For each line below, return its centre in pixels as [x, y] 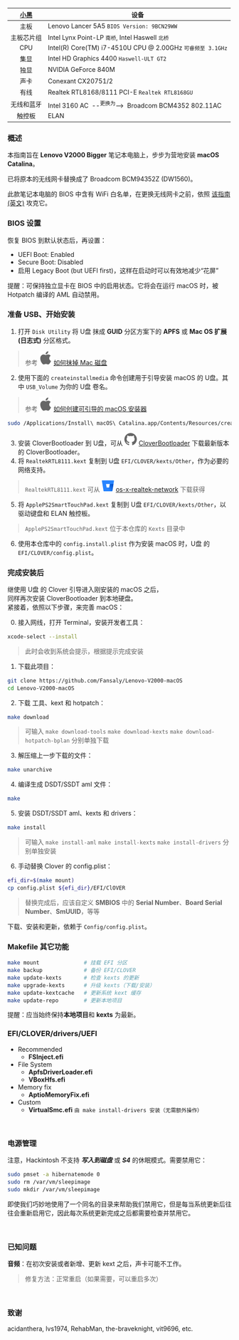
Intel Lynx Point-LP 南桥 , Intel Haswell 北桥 [108, 37]
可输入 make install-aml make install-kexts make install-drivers [123, 842]
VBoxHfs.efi [47, 1080]
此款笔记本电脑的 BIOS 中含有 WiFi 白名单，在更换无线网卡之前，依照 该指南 [119, 194]
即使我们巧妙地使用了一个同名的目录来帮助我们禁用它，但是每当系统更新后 [116, 1204]
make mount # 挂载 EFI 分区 [68, 963]
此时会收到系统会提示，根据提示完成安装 [84, 651]
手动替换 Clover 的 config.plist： [65, 866]
